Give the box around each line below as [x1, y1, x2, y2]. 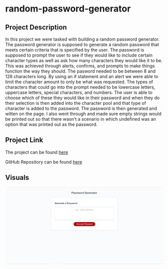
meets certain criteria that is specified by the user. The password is [5, 47, 144, 53]
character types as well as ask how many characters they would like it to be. [5, 58, 163, 63]
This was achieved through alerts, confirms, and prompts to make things [5, 63, 155, 69]
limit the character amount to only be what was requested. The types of [5, 79, 153, 85]
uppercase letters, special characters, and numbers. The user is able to [5, 90, 153, 95]
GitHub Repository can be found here [5, 159, 83, 165]
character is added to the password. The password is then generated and [5, 106, 157, 111]
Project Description [5, 23, 67, 32]
